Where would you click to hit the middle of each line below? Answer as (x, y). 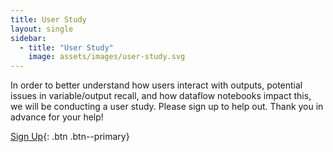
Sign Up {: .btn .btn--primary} (70, 137)
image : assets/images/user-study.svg (107, 57)
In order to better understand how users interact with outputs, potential (156, 85)
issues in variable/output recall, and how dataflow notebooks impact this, (161, 96)
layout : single (42, 29)
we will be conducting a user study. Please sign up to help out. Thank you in (167, 107)
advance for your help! (57, 117)
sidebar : (28, 38)
